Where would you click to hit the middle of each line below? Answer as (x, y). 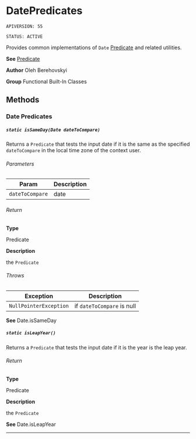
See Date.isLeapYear (31, 424)
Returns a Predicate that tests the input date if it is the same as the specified (98, 144)
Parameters (20, 164)
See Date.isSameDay (32, 320)
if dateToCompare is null (105, 306)
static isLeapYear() (31, 333)
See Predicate (23, 59)
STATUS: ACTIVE (24, 36)
